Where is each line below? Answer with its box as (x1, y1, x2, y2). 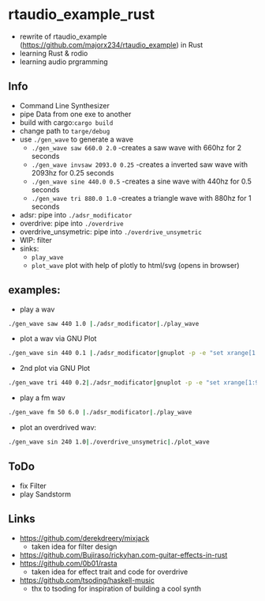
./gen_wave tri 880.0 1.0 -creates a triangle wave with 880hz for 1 (31, 193, 252, 202)
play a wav (19, 304, 55, 314)
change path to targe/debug (19, 126, 110, 135)
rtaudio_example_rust (8, 6, 155, 24)
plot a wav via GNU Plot (19, 334, 97, 343)
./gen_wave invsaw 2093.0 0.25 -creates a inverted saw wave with (31, 160, 248, 169)
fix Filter (19, 481, 47, 490)
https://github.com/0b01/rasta (19, 558, 118, 568)
